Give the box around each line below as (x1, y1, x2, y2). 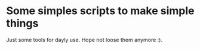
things (6, 17, 39, 30)
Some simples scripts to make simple (6, 4, 195, 18)
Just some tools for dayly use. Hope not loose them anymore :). (6, 36, 163, 43)
